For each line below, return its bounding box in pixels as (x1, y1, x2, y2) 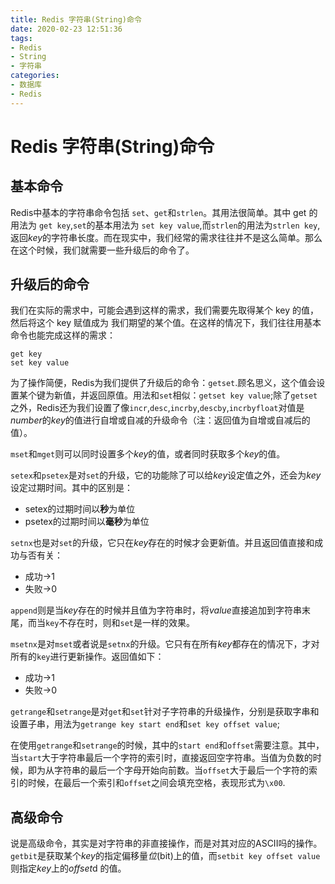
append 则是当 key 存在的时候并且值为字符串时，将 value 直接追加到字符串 (10, 604, 302, 616)
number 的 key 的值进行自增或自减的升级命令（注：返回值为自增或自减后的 (10, 414, 311, 426)
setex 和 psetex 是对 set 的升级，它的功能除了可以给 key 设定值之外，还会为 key (10, 469, 322, 481)
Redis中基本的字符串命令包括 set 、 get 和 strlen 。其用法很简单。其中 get (10, 206, 307, 218)
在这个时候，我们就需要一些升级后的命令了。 (10, 244, 195, 256)
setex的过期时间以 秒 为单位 (24, 503, 136, 515)
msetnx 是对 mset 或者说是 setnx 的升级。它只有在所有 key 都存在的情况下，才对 (10, 638, 320, 650)
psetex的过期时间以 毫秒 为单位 (24, 516, 150, 528)
